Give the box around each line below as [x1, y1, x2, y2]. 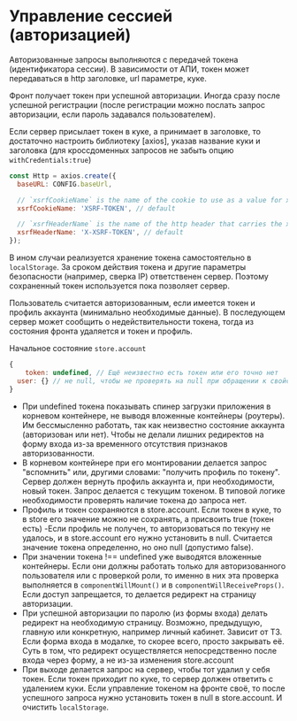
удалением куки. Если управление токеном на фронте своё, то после [21, 683, 286, 694]
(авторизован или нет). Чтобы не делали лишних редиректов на [21, 429, 264, 440]
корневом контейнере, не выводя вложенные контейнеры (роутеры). [21, 410, 286, 421]
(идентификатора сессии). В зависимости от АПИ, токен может [9, 64, 250, 74]
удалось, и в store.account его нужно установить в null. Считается [21, 533, 273, 543]
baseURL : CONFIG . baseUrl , [17, 180, 113, 188]
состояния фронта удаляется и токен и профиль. [9, 326, 193, 337]
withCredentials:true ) [9, 154, 92, 165]
